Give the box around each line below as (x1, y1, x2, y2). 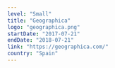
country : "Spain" (7, 50, 59, 57)
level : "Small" (7, 10, 52, 18)
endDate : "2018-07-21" (7, 37, 74, 44)
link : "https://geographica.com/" (7, 43, 109, 50)
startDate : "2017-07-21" (7, 30, 80, 38)
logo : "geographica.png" (7, 23, 80, 30)
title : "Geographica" (7, 17, 71, 24)
